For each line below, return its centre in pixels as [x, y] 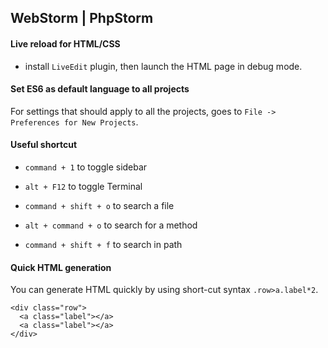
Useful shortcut [44, 145]
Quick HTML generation [61, 267]
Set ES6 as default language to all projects [100, 89]
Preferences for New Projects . [74, 122]
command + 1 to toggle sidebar [86, 167]
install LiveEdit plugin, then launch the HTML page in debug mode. [163, 66]
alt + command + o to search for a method [111, 225]
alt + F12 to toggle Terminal [83, 186]
